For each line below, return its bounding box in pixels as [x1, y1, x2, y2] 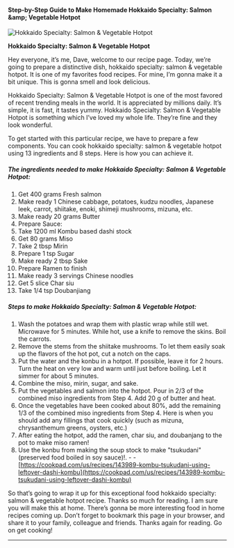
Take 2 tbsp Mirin [17, 242, 68, 250]
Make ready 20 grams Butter [17, 213, 100, 221]
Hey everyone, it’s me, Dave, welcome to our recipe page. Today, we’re [8, 56, 211, 64]
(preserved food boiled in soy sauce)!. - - [17, 453, 136, 462]
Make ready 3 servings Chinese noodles [17, 272, 134, 280]
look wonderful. [8, 121, 53, 129]
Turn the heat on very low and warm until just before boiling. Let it [17, 365, 207, 373]
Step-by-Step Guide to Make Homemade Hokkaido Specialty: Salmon [8, 6, 212, 14]
